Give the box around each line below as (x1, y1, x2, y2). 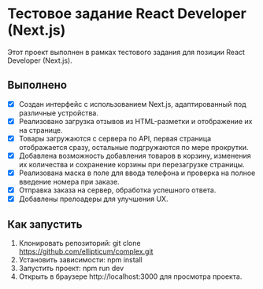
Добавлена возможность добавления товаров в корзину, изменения (18, 151, 251, 160)
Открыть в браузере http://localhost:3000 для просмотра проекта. (18, 272, 243, 281)
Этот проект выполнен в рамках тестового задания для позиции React (7, 47, 246, 57)
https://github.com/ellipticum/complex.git (18, 247, 154, 256)
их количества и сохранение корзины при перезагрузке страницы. (18, 160, 245, 169)
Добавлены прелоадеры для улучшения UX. (18, 194, 169, 204)
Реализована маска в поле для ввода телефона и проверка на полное (18, 168, 256, 177)
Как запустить (7, 218, 83, 231)
